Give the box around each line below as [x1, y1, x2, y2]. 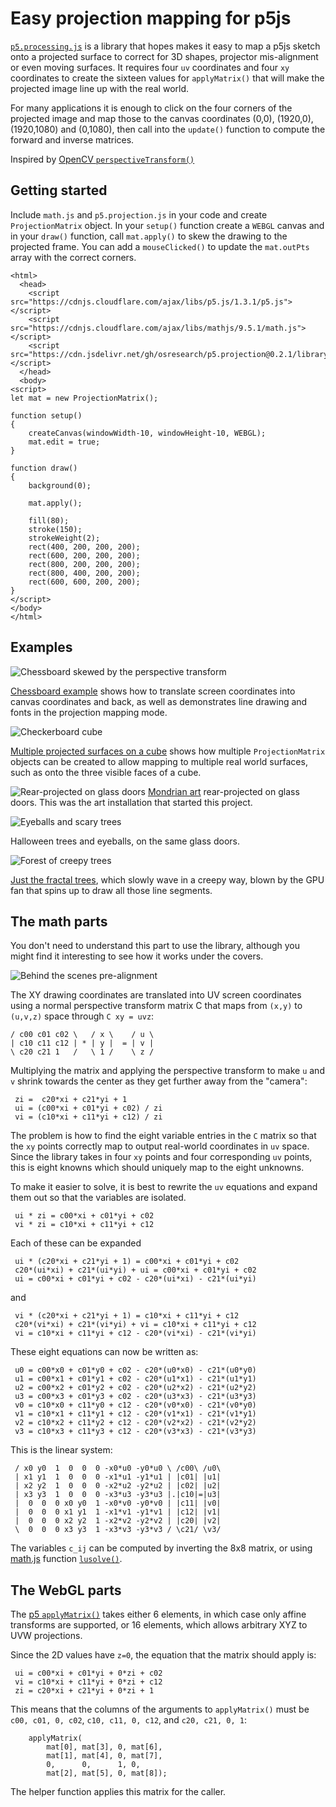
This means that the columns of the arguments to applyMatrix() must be [10, 1703, 310, 1716]
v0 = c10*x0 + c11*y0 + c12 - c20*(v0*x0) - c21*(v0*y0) [14, 1400, 257, 1411]
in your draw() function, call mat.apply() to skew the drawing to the [10, 230, 288, 242]
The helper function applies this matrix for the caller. [10, 1786, 227, 1798]
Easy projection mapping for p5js [10, 7, 292, 30]
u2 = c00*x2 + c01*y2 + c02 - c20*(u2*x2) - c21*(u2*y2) [14, 1383, 257, 1393]
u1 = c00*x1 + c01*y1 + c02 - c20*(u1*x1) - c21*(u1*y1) [14, 1374, 257, 1384]
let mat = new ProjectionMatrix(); [10, 393, 159, 403]
